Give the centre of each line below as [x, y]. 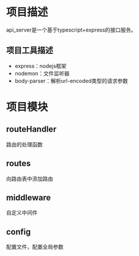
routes [18, 163]
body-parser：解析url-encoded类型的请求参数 [71, 80]
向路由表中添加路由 [30, 179]
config [18, 232]
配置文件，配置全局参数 [35, 247]
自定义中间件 [22, 213]
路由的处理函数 [24, 144]
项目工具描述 [30, 50]
